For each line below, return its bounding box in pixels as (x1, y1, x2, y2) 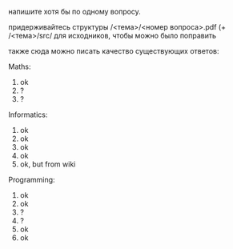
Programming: (8, 175, 55, 184)
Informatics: (8, 110, 48, 119)
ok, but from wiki (19, 159, 76, 169)
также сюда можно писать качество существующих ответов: (8, 46, 219, 55)
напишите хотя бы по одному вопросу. (8, 7, 142, 16)
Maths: (8, 62, 31, 71)
